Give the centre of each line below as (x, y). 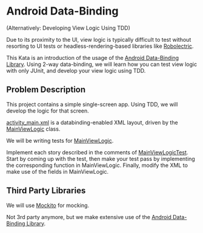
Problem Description (46, 90)
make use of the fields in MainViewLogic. (58, 171)
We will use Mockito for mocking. (48, 205)
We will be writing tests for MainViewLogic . (60, 140)
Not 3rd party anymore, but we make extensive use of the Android (89, 217)
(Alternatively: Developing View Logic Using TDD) (68, 28)
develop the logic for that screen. (48, 111)
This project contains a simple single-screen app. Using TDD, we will (92, 104)
